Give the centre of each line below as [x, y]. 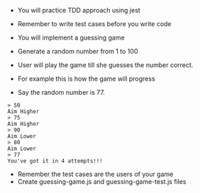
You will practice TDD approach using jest [79, 10]
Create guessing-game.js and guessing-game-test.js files [102, 182]
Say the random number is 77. [61, 92]
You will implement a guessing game [71, 37]
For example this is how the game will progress [86, 78]
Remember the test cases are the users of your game [95, 174]
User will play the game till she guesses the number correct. [105, 65]
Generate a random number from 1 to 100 [78, 51]
